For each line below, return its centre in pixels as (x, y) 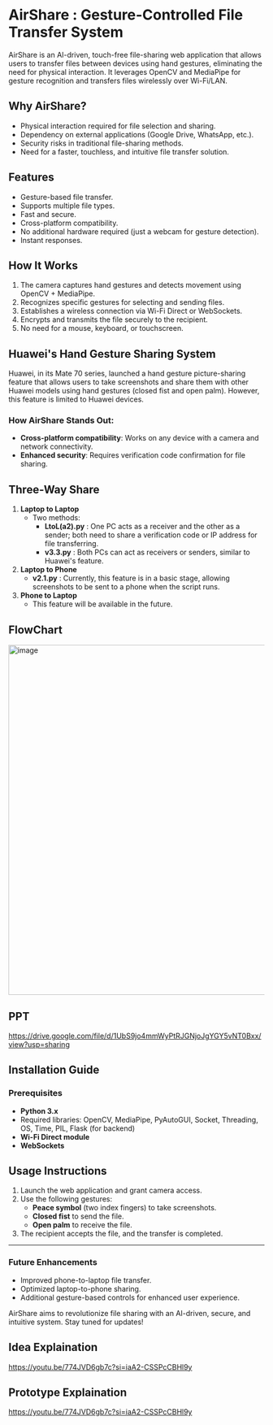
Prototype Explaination (68, 1392)
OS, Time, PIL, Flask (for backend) (78, 1128)
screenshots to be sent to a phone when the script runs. (126, 587)
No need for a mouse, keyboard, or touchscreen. (102, 328)
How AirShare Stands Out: (61, 420)
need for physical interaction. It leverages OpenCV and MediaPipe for (125, 72)
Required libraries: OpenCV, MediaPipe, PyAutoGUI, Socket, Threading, (139, 1119)
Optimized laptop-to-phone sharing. (80, 1288)
